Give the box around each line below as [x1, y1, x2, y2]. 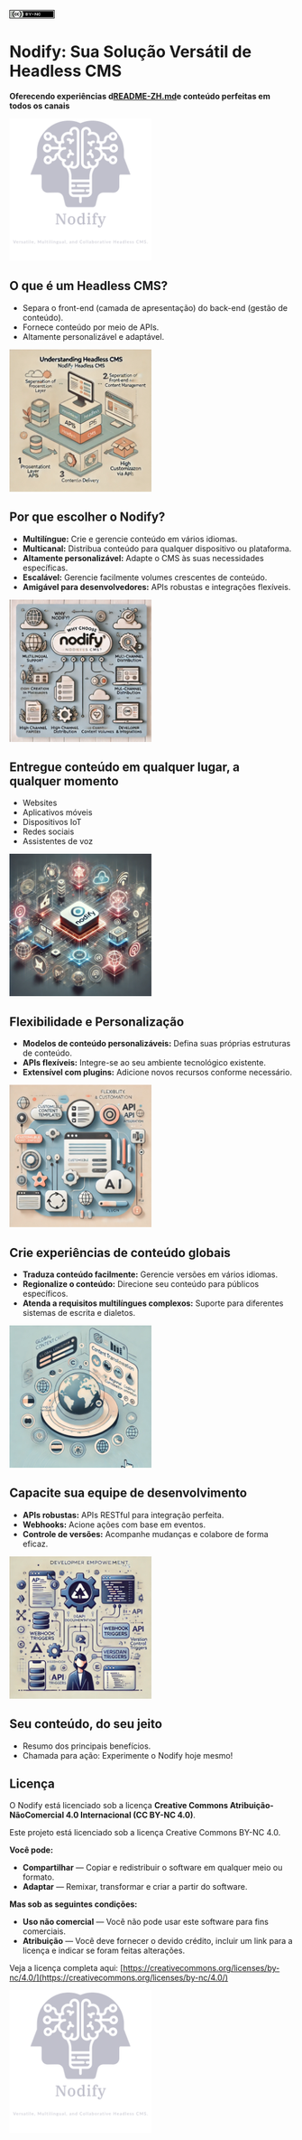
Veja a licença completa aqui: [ [9, 1963, 124, 1974]
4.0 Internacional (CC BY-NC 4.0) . [66, 1809, 197, 1821]
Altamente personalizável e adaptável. [22, 331, 165, 342]
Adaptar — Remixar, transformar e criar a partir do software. [22, 1882, 248, 1892]
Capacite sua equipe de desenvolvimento [9, 1486, 248, 1501]
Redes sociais [22, 826, 75, 837]
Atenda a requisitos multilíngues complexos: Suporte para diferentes [22, 1298, 284, 1309]
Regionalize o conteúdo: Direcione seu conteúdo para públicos [22, 1279, 260, 1289]
